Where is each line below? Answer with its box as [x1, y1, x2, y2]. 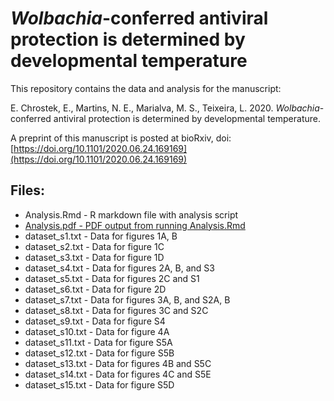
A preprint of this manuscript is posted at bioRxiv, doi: [10, 132, 232, 144]
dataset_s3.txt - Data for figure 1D [24, 251, 165, 263]
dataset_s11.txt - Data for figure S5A [24, 336, 173, 348]
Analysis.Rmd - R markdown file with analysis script [24, 208, 239, 221]
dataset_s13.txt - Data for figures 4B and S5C [24, 357, 212, 369]
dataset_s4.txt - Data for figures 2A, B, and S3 [24, 262, 215, 274]
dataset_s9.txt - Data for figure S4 [24, 315, 166, 327]
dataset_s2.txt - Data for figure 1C [24, 240, 165, 252]
